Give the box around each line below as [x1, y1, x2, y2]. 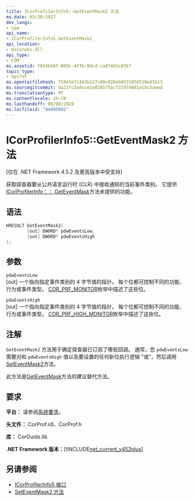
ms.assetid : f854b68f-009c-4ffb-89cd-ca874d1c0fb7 [6, 63, 132, 69]
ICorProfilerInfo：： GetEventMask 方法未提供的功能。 [6, 188, 136, 195]
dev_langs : [6, 19, 33, 25]
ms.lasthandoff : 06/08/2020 [6, 101, 75, 107]
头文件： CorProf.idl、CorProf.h [6, 421, 82, 428]
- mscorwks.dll [6, 47, 43, 53]
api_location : [6, 42, 41, 47]
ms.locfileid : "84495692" [6, 106, 69, 112]
